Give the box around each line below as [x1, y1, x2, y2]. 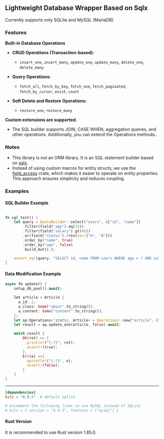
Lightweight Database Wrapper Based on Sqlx [5, 4, 148, 12]
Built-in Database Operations [5, 40, 65, 46]
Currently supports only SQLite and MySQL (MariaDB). [5, 17, 115, 22]
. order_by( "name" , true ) [22, 238, 73, 242]
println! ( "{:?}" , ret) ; [26, 340, 76, 345]
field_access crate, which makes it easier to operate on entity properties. [12, 171, 159, 176]
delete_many [19, 66, 44, 70]
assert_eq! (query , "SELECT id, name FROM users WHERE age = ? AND [14, 256, 152, 261]
